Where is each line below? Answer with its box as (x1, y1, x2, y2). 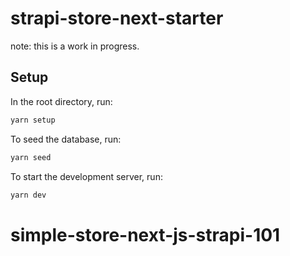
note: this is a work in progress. (10, 40, 140, 52)
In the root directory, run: (10, 95, 113, 107)
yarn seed (10, 152, 52, 162)
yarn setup (10, 115, 56, 125)
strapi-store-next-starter (10, 7, 224, 30)
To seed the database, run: (10, 133, 122, 145)
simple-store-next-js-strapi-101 (10, 223, 281, 246)
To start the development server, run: (10, 170, 163, 182)
